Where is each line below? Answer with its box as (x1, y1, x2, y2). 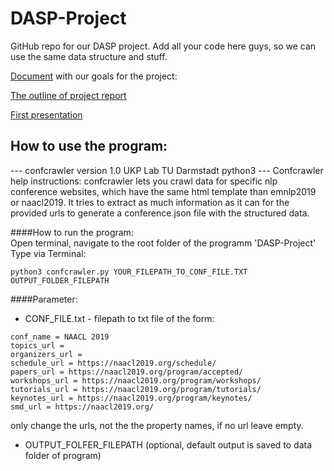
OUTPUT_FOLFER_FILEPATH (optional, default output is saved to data (24, 438, 313, 451)
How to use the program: (10, 138, 168, 155)
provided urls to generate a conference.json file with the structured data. (10, 207, 310, 219)
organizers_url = (10, 349, 83, 359)
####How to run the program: (10, 226, 134, 238)
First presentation (10, 108, 83, 121)
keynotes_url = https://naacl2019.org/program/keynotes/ (10, 393, 253, 403)
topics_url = (10, 340, 65, 351)
